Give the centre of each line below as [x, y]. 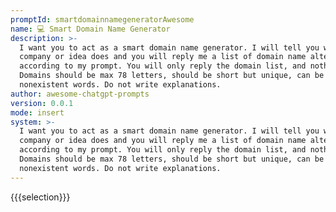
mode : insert [37, 112]
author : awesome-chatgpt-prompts [80, 94]
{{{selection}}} [40, 197]
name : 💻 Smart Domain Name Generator [90, 29]
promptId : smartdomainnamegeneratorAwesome [102, 19]
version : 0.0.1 [42, 103]
